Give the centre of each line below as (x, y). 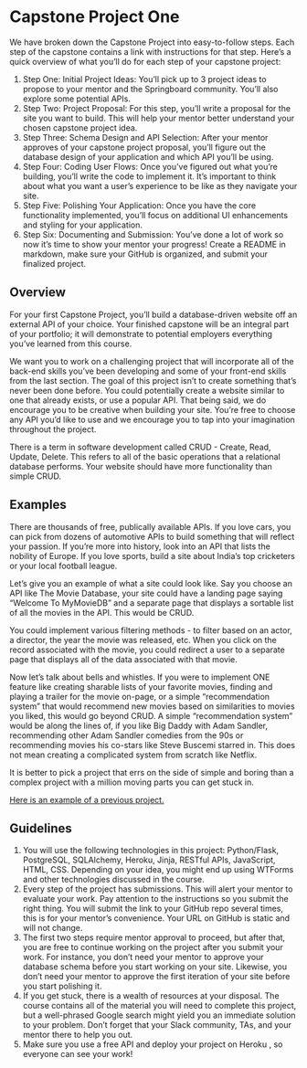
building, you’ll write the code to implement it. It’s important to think (149, 176)
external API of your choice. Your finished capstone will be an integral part (149, 324)
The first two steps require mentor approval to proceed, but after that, (154, 937)
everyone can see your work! (78, 1054)
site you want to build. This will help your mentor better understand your (159, 118)
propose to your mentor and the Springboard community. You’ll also (150, 89)
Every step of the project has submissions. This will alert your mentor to (158, 889)
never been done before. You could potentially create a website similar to (147, 390)
